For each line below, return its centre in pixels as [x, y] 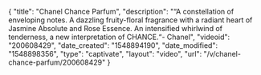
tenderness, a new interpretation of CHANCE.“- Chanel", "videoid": [119, 37]
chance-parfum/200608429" [57, 62]
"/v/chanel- [222, 54]
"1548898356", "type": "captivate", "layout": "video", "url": [105, 54]
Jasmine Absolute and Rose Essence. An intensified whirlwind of [116, 28]
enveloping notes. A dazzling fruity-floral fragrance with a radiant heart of [130, 20]
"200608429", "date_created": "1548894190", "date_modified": [113, 45]
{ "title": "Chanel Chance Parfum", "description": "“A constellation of [121, 12]
